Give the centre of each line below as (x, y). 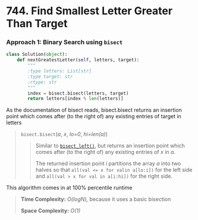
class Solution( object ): (37, 55)
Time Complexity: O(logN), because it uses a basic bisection (96, 199)
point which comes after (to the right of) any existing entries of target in (94, 117)
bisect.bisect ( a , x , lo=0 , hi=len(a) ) (64, 134)
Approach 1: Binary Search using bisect (65, 42)
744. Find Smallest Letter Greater (89, 11)
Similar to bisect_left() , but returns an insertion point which (110, 146)
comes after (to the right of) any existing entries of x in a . (106, 152)
